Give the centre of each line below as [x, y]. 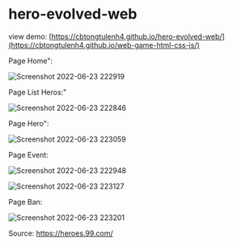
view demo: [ [30, 36]
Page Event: [28, 155]
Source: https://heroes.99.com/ [61, 233]
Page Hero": [29, 123]
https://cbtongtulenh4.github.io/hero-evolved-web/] [138, 36]
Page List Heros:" [38, 92]
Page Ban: [25, 201]
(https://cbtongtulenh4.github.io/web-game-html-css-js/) [104, 45]
